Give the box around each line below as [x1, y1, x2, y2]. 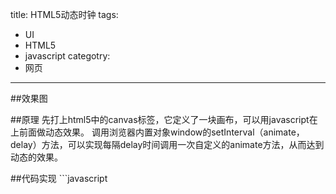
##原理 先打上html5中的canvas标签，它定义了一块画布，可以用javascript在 [10, 114, 318, 125]
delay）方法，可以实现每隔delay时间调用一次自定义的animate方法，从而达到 [10, 139, 325, 150]
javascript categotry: [24, 50, 111, 62]
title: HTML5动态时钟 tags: [10, 9, 119, 20]
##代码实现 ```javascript [10, 173, 108, 184]
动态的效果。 [10, 151, 63, 163]
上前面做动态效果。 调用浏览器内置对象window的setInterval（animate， [10, 126, 305, 138]
